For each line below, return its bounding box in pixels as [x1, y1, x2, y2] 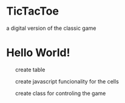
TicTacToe [6, 4, 59, 18]
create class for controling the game [15, 90, 106, 97]
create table [15, 66, 46, 73]
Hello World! [6, 46, 70, 60]
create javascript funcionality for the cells [15, 77, 120, 85]
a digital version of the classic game [6, 24, 96, 32]
